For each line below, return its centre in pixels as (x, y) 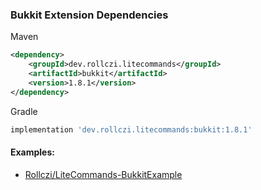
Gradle (24, 111)
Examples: (32, 152)
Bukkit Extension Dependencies (89, 15)
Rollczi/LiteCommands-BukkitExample (103, 174)
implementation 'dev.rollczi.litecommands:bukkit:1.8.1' (131, 129)
